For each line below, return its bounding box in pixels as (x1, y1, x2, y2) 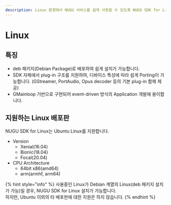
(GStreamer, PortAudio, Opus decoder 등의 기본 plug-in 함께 (32, 78, 156, 84)
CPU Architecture (12, 160, 50, 166)
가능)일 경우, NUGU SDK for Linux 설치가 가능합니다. (10, 188, 117, 194)
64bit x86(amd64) (20, 165, 59, 171)
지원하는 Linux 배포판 (5, 114, 70, 122)
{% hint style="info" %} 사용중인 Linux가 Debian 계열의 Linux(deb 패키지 (5, 182, 154, 188)
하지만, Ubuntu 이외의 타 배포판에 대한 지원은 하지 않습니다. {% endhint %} (5, 194, 156, 200)
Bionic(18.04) (20, 149, 48, 156)
